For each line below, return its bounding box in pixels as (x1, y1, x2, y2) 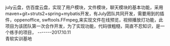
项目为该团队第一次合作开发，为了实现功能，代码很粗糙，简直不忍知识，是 (5, 23, 160, 29)
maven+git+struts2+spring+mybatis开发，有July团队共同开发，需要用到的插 (5, 10, 164, 16)
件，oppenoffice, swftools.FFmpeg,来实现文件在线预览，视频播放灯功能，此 (5, 17, 163, 22)
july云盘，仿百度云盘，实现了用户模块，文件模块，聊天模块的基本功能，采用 (5, 4, 163, 10)
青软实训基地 (5, 35, 32, 41)
